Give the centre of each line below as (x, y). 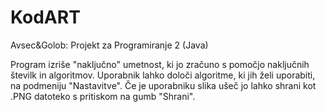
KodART (45, 17)
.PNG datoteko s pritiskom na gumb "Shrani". (103, 96)
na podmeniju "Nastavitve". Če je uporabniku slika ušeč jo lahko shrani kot (163, 85)
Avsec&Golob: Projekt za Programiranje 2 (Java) (109, 45)
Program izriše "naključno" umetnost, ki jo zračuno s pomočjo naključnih (160, 64)
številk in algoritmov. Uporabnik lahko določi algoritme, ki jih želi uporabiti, (163, 75)
